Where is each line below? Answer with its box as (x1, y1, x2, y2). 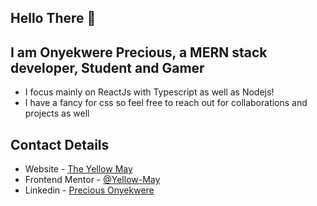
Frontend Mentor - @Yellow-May (24, 174, 161, 186)
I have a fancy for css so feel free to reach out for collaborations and (24, 97, 308, 109)
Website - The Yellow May (24, 163, 133, 175)
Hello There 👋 (10, 10, 97, 27)
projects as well (24, 107, 90, 120)
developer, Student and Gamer (10, 59, 205, 76)
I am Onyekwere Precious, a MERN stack (10, 44, 268, 61)
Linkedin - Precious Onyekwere (24, 184, 155, 196)
